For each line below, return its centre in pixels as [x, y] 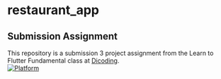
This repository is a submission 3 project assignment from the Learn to [110, 53]
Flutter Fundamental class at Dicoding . [63, 61]
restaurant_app [53, 10]
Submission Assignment [63, 36]
